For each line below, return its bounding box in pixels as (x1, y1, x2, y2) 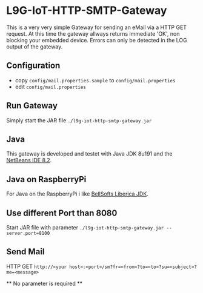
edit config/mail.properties (15, 83, 86, 90)
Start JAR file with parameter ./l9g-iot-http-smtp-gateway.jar (6, 224, 164, 231)
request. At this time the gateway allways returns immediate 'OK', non (6, 30, 180, 37)
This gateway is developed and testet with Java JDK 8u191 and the (6, 150, 173, 157)
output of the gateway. (6, 43, 63, 50)
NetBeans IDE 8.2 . (6, 157, 52, 164)
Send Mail (6, 246, 45, 257)
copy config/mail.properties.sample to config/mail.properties (15, 76, 176, 84)
